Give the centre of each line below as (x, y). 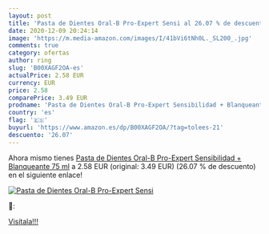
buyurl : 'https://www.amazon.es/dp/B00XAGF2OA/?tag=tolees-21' (116, 127)
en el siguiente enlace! (45, 175)
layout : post (30, 16)
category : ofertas (39, 53)
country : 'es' (32, 113)
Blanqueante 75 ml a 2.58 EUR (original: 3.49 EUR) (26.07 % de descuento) (132, 166)
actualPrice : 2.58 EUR (46, 75)
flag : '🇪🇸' (28, 120)
